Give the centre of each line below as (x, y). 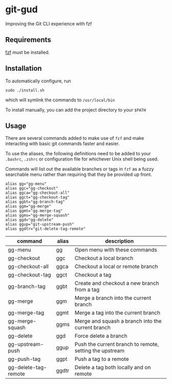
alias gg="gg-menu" (26, 184)
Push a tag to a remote (102, 359)
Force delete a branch (101, 336)
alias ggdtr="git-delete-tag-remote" (46, 229)
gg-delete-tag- (27, 368)
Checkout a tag (93, 275)
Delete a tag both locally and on (113, 368)
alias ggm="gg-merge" (28, 207)
